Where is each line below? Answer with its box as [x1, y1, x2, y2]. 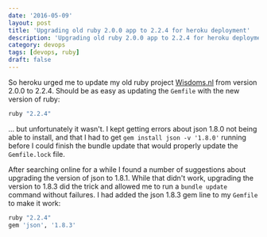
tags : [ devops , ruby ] [8, 48, 80, 56]
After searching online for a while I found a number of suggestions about [8, 164, 246, 174]
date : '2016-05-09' [8, 11, 73, 20]
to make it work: [8, 198, 61, 208]
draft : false [8, 56, 52, 64]
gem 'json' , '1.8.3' [8, 221, 77, 229]
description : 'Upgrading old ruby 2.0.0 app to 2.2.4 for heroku [8, 33, 229, 42]
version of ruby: [8, 94, 60, 104]
